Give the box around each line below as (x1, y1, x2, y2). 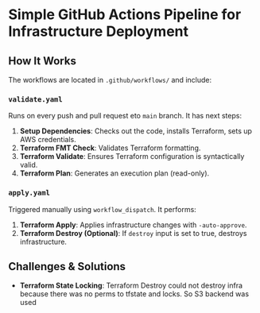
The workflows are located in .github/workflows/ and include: (8, 75, 212, 84)
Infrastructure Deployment (8, 22, 189, 41)
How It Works (8, 54, 77, 68)
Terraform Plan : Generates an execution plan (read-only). (19, 168, 210, 178)
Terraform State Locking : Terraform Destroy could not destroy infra (19, 280, 243, 291)
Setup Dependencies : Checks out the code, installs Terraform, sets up (19, 126, 253, 136)
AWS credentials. (19, 135, 77, 145)
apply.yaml (8, 188, 50, 198)
